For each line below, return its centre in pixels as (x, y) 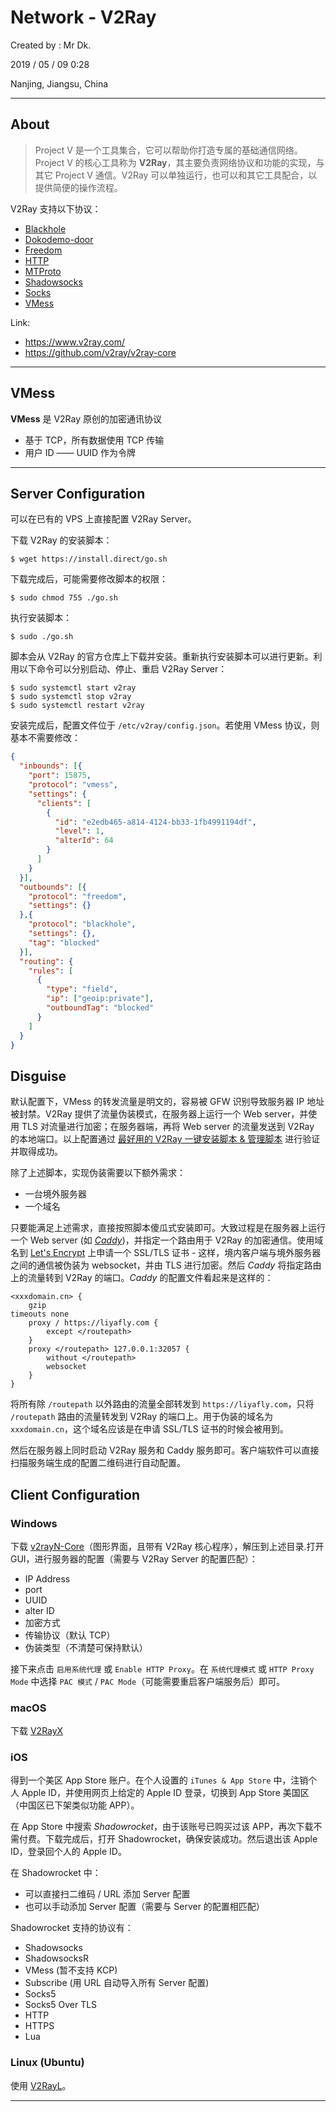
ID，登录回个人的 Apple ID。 (68, 1852)
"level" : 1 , (79, 831)
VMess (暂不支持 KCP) (71, 1970)
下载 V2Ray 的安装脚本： (61, 540)
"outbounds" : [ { (53, 887)
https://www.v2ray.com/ (75, 342)
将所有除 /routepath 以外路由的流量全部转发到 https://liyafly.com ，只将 (162, 1404)
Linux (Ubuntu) (47, 2063)
